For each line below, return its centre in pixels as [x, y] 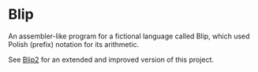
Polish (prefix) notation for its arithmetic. [74, 44]
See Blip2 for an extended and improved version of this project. [111, 59]
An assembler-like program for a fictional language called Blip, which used [129, 36]
